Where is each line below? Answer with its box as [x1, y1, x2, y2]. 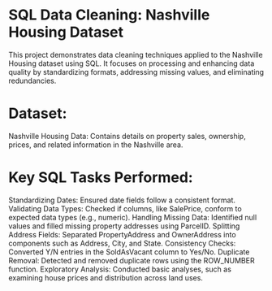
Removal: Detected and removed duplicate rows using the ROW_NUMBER [8, 255, 255, 265]
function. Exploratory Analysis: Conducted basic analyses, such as [8, 264, 231, 274]
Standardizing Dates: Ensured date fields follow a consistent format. [8, 195, 236, 205]
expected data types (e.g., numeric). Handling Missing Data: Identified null [8, 212, 257, 222]
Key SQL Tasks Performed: [8, 168, 193, 187]
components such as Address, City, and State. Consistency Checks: [8, 238, 236, 248]
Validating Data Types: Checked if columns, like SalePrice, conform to [8, 203, 242, 213]
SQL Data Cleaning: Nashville [8, 6, 210, 24]
